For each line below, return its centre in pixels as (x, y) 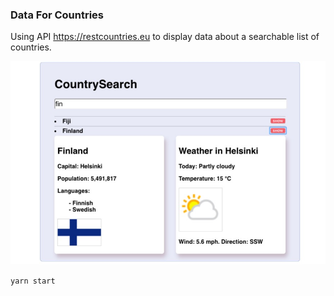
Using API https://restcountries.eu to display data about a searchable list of (165, 37)
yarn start (33, 281)
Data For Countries (57, 15)
